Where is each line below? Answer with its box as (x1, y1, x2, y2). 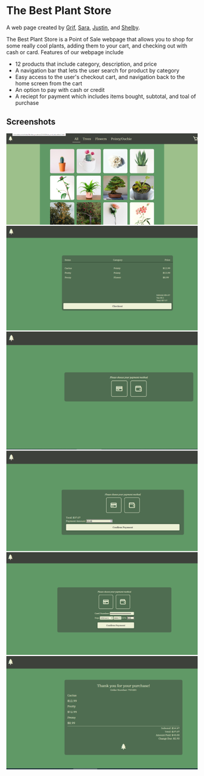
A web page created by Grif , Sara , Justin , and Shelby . (6, 24, 140, 31)
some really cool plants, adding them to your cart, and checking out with (6, 42, 188, 49)
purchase (15, 99, 39, 107)
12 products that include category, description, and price (15, 60, 157, 68)
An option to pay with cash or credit (15, 86, 105, 93)
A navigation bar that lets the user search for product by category (15, 66, 180, 74)
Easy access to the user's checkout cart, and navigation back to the (15, 73, 185, 80)
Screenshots (6, 117, 56, 127)
